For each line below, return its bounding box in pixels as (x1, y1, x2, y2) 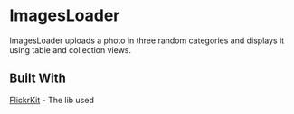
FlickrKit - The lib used (9, 94, 95, 105)
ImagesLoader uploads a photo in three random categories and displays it (9, 35, 285, 46)
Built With (9, 71, 66, 86)
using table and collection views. (9, 44, 132, 55)
